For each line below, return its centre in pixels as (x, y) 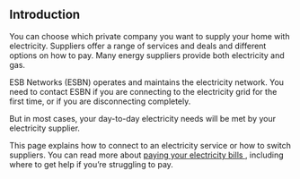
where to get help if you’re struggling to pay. (91, 164)
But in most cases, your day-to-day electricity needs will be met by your (143, 118)
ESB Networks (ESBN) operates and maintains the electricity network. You (147, 82)
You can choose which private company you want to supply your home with (150, 36)
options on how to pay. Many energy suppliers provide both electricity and (147, 55)
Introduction (45, 15)
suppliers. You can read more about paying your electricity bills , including (146, 155)
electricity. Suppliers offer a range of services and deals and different (138, 46)
